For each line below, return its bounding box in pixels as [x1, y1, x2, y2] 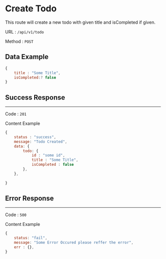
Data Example [5, 53, 49, 61]
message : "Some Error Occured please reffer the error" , [14, 240, 134, 245]
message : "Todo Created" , [14, 139, 68, 144]
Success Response [5, 93, 65, 102]
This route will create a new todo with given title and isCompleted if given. [5, 19, 156, 25]
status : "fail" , [14, 235, 48, 241]
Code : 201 [5, 111, 27, 117]
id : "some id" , [31, 153, 65, 158]
